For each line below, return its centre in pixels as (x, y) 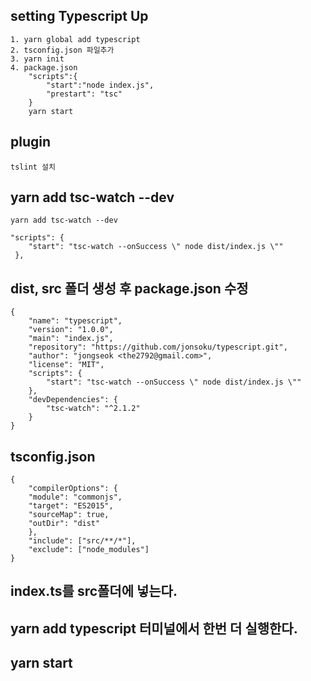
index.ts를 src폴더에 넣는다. (94, 591)
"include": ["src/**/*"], (82, 541)
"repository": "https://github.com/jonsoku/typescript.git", (158, 347)
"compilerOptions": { (73, 489)
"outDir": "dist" (64, 524)
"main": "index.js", (71, 339)
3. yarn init (37, 59)
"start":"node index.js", (100, 85)
